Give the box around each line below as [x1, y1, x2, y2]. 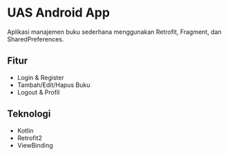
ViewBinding [17, 141, 53, 149]
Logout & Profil [17, 88, 60, 96]
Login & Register [17, 73, 64, 81]
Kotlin [17, 126, 34, 135]
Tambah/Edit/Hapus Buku [17, 81, 91, 89]
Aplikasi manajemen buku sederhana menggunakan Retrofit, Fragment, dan [7, 28, 222, 36]
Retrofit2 [17, 133, 43, 142]
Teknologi [7, 108, 51, 120]
